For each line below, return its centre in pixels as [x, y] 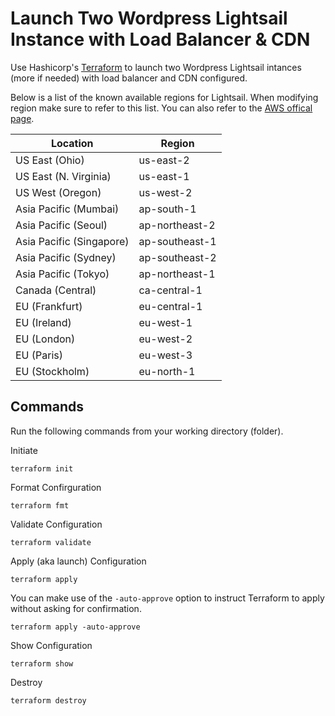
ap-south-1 [167, 209]
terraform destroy [48, 700]
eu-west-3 [165, 355]
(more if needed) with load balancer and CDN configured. [129, 78]
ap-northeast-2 [177, 225]
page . [22, 118]
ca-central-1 [170, 290]
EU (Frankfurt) [49, 306]
